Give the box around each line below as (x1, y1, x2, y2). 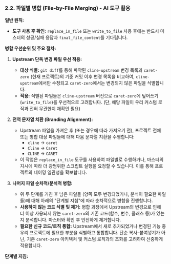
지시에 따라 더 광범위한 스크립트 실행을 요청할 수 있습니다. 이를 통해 (19, 163, 154, 169)
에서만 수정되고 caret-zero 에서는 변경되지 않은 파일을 (38, 80, 146, 86)
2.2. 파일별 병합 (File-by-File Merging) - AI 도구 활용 (5, 4, 131, 11)
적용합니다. (19, 242, 42, 249)
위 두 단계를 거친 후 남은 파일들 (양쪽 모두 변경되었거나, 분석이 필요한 (19, 191, 157, 197)
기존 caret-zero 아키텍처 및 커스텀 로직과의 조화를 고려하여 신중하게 (27, 236, 163, 242)
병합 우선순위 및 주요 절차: (5, 45, 56, 52)
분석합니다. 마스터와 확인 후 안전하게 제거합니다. (25, 217, 121, 223)
